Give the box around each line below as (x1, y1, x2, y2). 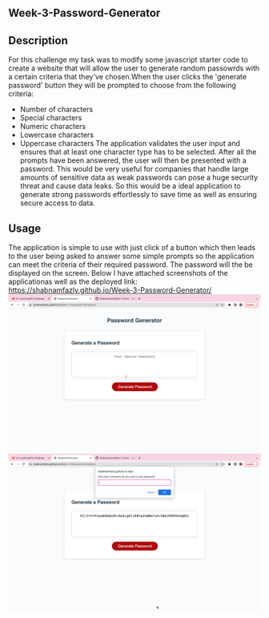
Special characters (19, 113, 82, 123)
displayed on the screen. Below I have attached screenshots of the (8, 269, 228, 278)
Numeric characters (19, 122, 86, 131)
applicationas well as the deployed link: (8, 277, 138, 287)
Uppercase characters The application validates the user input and (19, 139, 240, 148)
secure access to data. (19, 198, 96, 208)
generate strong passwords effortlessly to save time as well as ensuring (19, 190, 258, 200)
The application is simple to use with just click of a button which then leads (8, 243, 256, 252)
